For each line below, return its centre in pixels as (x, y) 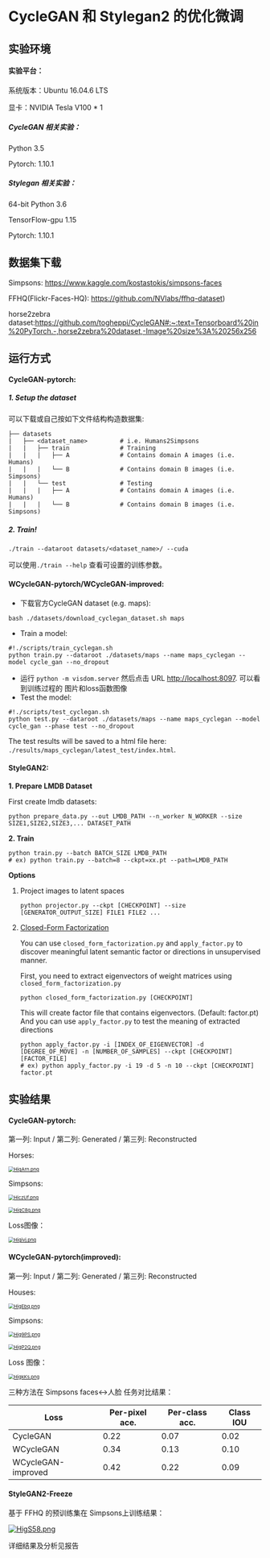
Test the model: (46, 697)
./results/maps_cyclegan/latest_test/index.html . (92, 750)
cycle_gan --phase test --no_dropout (72, 726)
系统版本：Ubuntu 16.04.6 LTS (58, 90)
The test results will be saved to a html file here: (88, 741)
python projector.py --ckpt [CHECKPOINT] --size (103, 905)
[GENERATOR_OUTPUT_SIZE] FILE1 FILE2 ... (90, 912)
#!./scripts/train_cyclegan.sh (61, 648)
